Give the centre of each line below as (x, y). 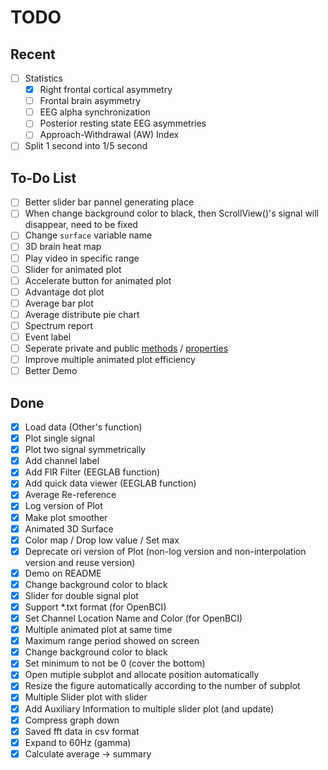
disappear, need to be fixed (81, 225)
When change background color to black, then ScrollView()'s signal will (172, 213)
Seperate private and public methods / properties (126, 348)
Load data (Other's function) (83, 427)
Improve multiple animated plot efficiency (110, 360)
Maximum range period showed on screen (112, 641)
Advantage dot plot (64, 292)
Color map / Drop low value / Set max (102, 540)
